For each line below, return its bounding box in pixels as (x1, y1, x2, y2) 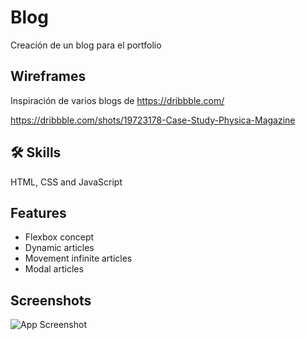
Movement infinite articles (24, 252, 133, 265)
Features (10, 204, 67, 221)
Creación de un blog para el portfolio (10, 39, 162, 51)
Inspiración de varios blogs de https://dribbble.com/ (10, 94, 225, 106)
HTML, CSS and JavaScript (10, 176, 123, 188)
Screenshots (10, 292, 92, 309)
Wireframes (10, 68, 87, 85)
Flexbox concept (24, 231, 95, 243)
